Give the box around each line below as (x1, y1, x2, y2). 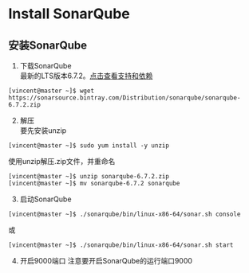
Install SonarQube (8, 5, 130, 23)
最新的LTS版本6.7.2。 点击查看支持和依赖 (19, 71, 153, 80)
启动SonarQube (19, 194, 72, 204)
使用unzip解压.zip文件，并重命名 (8, 157, 116, 166)
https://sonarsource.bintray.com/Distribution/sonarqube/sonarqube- (8, 94, 241, 102)
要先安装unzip (19, 126, 67, 135)
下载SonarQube (19, 61, 72, 70)
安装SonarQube (8, 38, 88, 52)
